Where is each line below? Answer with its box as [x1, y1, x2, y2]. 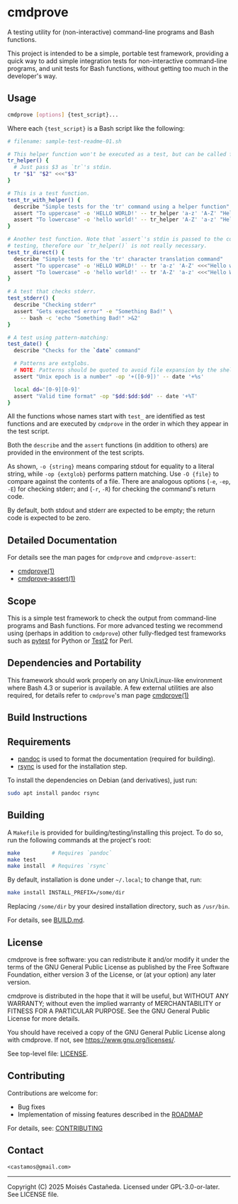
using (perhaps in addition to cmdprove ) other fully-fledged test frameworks [7, 629, 227, 637]
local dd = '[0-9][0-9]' [13, 386, 81, 393]
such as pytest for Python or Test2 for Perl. [7, 636, 133, 645]
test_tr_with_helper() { [7, 196, 81, 203]
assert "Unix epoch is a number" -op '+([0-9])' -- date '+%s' [13, 373, 204, 380]
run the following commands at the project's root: [7, 835, 152, 844]
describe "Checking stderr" [13, 301, 97, 308]
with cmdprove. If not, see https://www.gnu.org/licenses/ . [7, 1036, 176, 1044]
